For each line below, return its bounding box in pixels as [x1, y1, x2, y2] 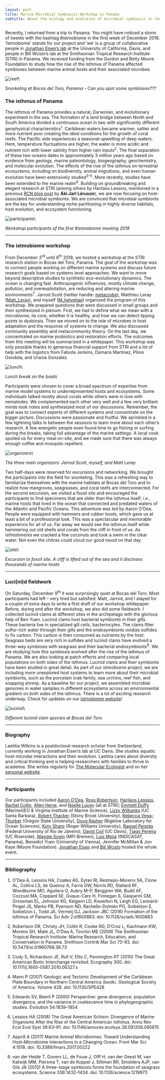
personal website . [5, 769, 41, 775]
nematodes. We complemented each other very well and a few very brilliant [5, 399, 158, 404]
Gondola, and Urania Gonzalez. [5, 354, 68, 360]
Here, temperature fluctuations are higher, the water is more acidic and [5, 141, 149, 147]
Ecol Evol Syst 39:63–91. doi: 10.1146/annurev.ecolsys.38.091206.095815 [12, 1024, 159, 1030]
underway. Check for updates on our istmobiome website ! [5, 696, 123, 702]
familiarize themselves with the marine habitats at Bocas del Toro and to [5, 479, 151, 485]
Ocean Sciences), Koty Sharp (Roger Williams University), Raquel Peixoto [5, 823, 154, 829]
